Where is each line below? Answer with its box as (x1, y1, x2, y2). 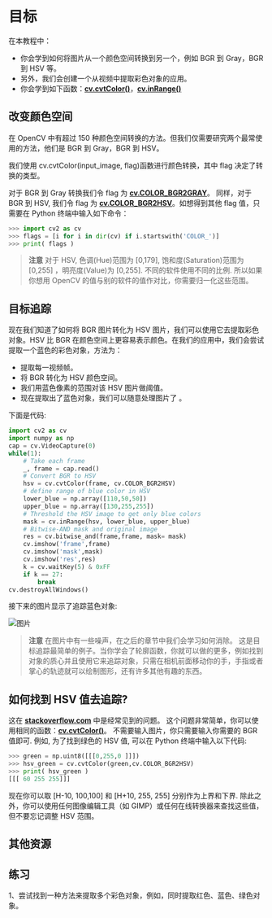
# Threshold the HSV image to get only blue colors (23, 509, 201, 518)
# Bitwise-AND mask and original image (23, 525, 158, 533)
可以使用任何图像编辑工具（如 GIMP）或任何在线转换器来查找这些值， (29, 801, 264, 811)
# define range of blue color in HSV (23, 487, 151, 496)
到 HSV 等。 (19, 63, 61, 73)
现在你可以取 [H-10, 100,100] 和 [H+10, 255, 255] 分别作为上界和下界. (8, 790, 239, 800)
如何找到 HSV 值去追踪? (8, 693, 128, 706)
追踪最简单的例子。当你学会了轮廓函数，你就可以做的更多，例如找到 (35, 646, 264, 656)
